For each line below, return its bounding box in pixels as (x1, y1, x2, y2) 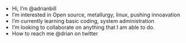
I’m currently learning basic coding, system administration (11, 18, 155, 24)
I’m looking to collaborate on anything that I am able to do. (11, 24, 155, 31)
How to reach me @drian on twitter (11, 30, 98, 37)
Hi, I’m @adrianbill (11, 5, 57, 12)
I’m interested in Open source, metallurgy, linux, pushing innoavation (11, 11, 181, 18)
